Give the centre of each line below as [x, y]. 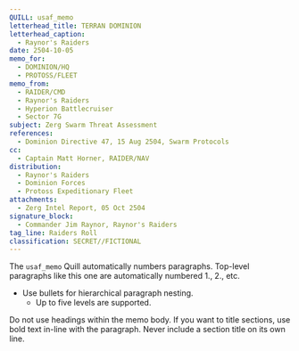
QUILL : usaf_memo [42, 17]
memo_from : [29, 84]
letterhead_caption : [48, 34]
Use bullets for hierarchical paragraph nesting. [108, 293]
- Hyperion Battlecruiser [66, 109]
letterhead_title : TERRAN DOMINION [75, 26]
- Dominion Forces [52, 184]
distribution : [36, 167]
